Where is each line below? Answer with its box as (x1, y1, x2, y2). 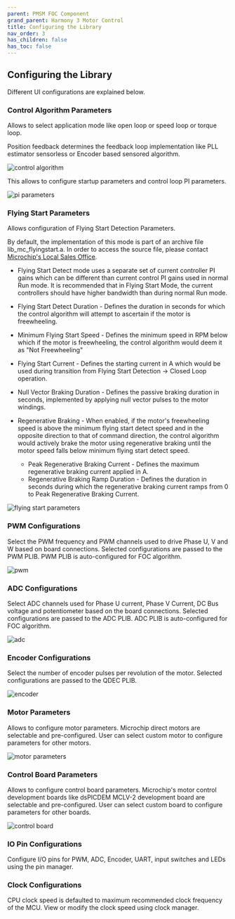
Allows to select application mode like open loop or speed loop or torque (7, 121, 217, 130)
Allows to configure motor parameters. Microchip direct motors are (7, 724, 201, 732)
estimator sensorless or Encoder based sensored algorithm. (7, 150, 180, 158)
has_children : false (7, 37, 68, 44)
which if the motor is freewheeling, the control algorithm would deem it (17, 338, 222, 347)
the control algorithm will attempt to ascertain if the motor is (17, 310, 191, 319)
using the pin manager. (7, 863, 74, 871)
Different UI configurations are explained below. (7, 87, 145, 96)
